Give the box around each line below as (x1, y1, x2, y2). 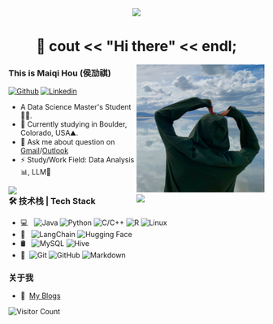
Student (105, 102, 132, 112)
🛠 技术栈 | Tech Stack (8, 196, 96, 207)
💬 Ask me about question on (19, 137, 115, 147)
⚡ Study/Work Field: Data (19, 155, 105, 165)
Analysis (106, 155, 135, 165)
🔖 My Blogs (19, 291, 61, 300)
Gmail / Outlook (19, 146, 69, 156)
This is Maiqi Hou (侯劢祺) (8, 67, 111, 79)
